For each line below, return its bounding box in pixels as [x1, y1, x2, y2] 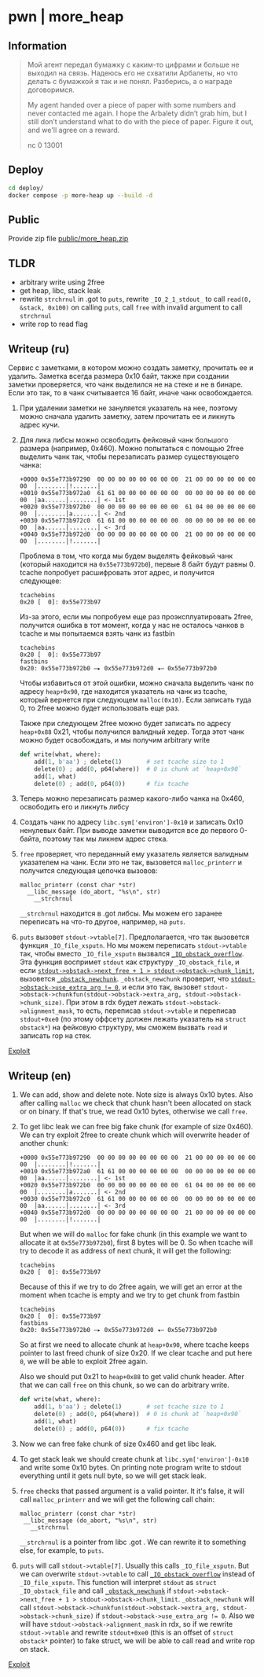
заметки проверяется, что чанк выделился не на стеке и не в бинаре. [8, 380, 244, 389]
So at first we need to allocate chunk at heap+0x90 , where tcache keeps [19, 1340, 250, 1349]
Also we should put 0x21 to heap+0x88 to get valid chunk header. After [19, 1372, 245, 1382]
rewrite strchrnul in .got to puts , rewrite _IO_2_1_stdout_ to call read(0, [19, 295, 252, 304]
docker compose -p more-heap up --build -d [8, 191, 153, 200]
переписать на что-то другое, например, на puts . [19, 917, 186, 927]
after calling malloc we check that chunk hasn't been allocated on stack [19, 1099, 252, 1108]
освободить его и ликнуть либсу [19, 802, 130, 812]
